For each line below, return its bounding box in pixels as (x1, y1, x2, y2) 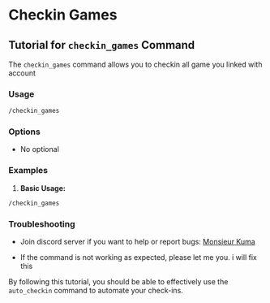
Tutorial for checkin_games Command (8, 38, 195, 52)
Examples (8, 165, 49, 176)
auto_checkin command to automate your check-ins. (8, 285, 184, 295)
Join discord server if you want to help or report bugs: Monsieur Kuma (19, 236, 255, 246)
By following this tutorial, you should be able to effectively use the (8, 276, 229, 286)
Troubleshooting (8, 218, 75, 229)
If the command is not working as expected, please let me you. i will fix (19, 252, 258, 262)
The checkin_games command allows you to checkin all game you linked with (8, 59, 263, 69)
